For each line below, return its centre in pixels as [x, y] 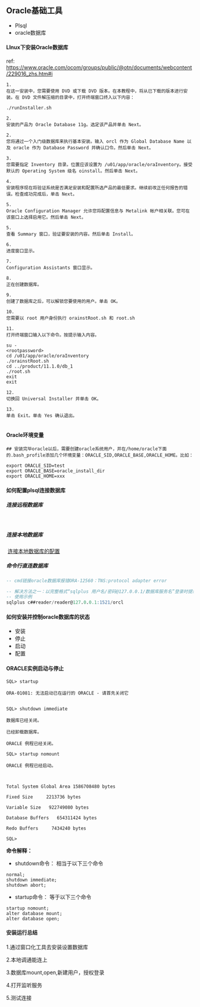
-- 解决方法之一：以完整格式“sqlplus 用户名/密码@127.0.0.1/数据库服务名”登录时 [97, 591]
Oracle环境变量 [25, 434]
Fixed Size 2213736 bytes [44, 797]
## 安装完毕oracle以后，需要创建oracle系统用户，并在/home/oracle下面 [87, 449]
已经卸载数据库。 [24, 732]
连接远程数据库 [24, 505]
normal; [16, 874]
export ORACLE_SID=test [36, 466]
